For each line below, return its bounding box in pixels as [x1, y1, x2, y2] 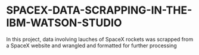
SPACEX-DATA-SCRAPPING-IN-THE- [6, 4, 192, 17]
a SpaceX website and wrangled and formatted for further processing [6, 42, 177, 49]
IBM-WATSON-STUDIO [6, 16, 122, 30]
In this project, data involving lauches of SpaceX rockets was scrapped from [6, 35, 194, 43]
